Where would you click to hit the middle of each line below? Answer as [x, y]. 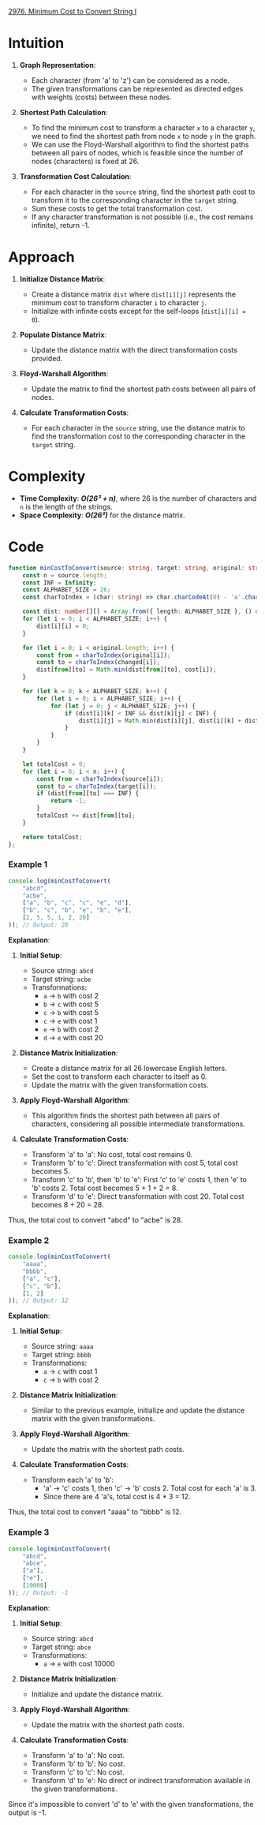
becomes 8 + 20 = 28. [67, 1204]
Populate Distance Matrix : [63, 334]
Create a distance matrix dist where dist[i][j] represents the [134, 294]
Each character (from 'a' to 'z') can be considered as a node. [131, 80]
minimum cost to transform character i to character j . [119, 302]
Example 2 [29, 1240]
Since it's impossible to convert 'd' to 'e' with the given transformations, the [131, 1804]
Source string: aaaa [62, 1346]
